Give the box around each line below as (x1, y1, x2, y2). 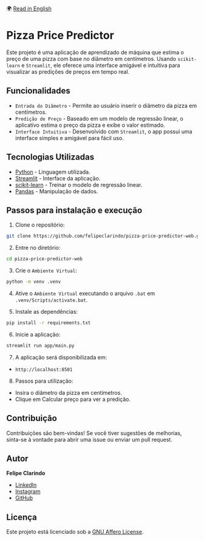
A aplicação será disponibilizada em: (15, 353, 107, 361)
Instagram (15, 488, 41, 495)
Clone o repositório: (15, 221, 65, 228)
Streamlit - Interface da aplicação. (15, 174, 101, 182)
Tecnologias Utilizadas (6, 152, 95, 163)
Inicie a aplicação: (15, 331, 61, 338)
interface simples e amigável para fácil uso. (15, 134, 124, 141)
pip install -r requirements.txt (6, 320, 91, 326)
